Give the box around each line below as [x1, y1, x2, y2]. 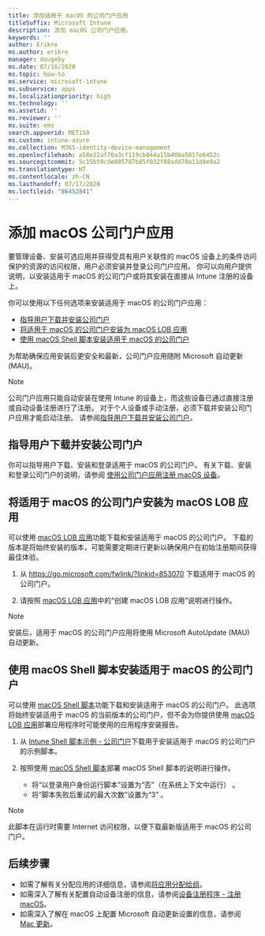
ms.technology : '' [8, 99, 69, 107]
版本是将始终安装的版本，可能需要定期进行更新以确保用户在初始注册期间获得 [8, 543, 257, 552]
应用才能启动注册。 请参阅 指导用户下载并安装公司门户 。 [14, 412, 197, 422]
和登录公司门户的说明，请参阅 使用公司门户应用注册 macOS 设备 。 [8, 470, 225, 479]
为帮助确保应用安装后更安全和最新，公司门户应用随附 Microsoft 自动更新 [8, 351, 244, 360]
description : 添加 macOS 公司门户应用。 [8, 26, 132, 34]
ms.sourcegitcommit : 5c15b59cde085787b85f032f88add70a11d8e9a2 [8, 158, 221, 166]
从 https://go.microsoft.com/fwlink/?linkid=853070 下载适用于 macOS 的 [19, 569, 256, 579]
